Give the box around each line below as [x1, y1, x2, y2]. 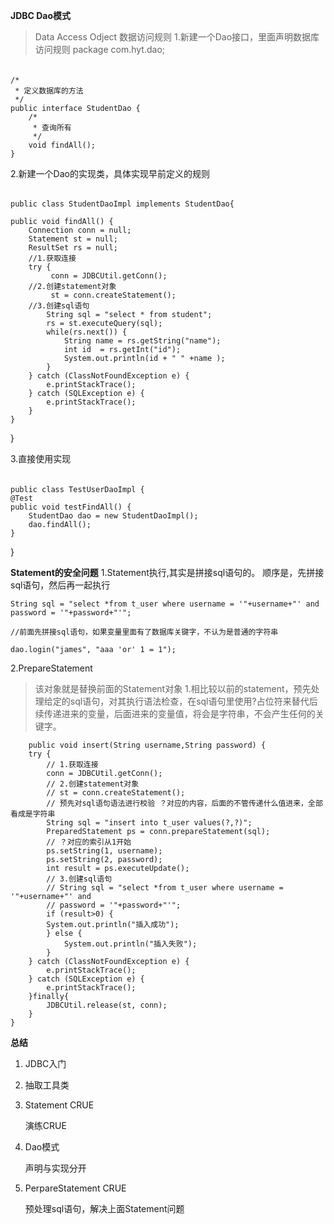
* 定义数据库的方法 [14, 85, 84, 96]
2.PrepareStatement [10, 662, 93, 674]
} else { [46, 928, 83, 938]
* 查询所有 [32, 122, 72, 133]
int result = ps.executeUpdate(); [46, 863, 190, 873]
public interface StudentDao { [10, 103, 141, 113]
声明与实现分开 [24, 1162, 87, 1174]
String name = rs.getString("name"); [63, 336, 222, 346]
